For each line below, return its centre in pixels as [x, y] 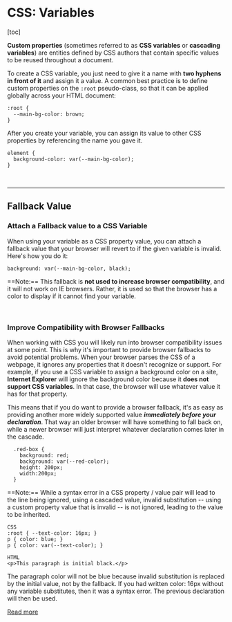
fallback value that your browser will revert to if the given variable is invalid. [114, 248]
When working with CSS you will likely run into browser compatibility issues [115, 342]
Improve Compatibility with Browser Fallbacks [86, 327]
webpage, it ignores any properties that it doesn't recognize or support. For [115, 364]
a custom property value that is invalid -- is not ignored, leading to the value [115, 507]
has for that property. [37, 394]
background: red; [45, 455]
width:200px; [38, 473]
